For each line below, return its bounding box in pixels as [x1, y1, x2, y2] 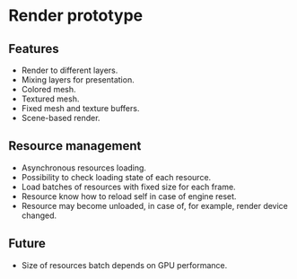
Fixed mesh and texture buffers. [21, 103, 140, 113]
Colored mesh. [21, 84, 77, 94]
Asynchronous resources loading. [21, 162, 147, 173]
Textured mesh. [21, 93, 80, 104]
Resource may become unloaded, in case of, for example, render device [21, 200, 289, 211]
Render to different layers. [21, 65, 118, 75]
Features [8, 41, 59, 57]
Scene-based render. [21, 113, 100, 123]
